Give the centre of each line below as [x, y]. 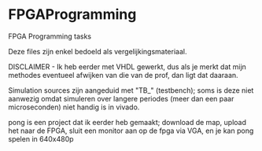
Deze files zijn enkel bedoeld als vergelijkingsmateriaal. [98, 51]
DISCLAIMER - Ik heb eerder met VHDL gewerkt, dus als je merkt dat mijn [127, 66]
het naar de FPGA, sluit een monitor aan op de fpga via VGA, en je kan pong [131, 131]
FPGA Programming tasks [50, 36]
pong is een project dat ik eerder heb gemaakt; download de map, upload [127, 122]
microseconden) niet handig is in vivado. [74, 107]
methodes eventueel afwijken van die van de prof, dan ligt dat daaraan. [123, 75]
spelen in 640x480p [41, 138]
